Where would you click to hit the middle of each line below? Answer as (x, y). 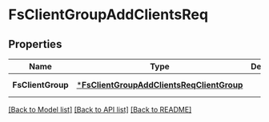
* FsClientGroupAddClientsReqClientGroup (160, 85)
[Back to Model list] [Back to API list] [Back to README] (100, 110)
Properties (35, 44)
